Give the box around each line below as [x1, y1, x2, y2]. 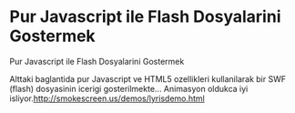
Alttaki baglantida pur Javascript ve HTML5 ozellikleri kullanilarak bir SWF [9, 73, 287, 84]
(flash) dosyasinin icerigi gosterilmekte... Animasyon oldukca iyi [9, 83, 249, 94]
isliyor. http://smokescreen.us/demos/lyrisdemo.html [9, 93, 205, 104]
